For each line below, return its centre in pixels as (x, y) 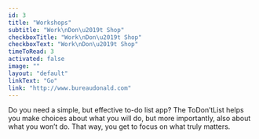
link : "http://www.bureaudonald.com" (70, 88)
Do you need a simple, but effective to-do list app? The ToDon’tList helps (126, 110)
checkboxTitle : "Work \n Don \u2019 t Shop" (75, 37)
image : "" (24, 66)
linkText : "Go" (33, 80)
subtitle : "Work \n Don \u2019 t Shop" (66, 30)
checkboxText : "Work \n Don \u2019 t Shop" (73, 45)
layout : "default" (38, 73)
